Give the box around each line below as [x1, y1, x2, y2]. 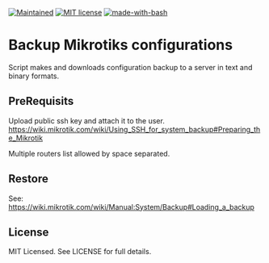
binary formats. [8, 71, 60, 81]
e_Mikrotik [8, 133, 43, 143]
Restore [8, 172, 48, 186]
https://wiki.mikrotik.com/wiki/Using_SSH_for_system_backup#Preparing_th [8, 124, 261, 134]
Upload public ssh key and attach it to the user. [8, 115, 166, 125]
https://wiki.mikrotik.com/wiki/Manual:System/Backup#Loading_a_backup [8, 202, 254, 211]
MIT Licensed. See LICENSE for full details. [8, 247, 152, 257]
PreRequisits [8, 94, 74, 108]
